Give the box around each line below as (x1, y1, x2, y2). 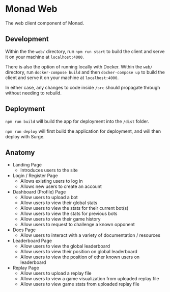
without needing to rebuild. (5, 90, 62, 96)
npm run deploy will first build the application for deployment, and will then (5, 128, 161, 134)
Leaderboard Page (12, 238, 52, 244)
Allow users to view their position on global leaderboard (20, 249, 137, 255)
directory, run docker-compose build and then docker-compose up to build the (5, 69, 165, 75)
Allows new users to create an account (20, 183, 102, 189)
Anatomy (5, 148, 35, 157)
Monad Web (5, 3, 58, 15)
